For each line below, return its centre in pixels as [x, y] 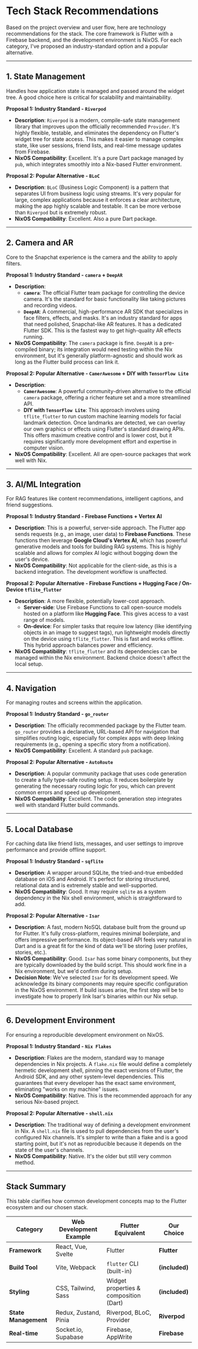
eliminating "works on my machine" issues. [67, 1089]
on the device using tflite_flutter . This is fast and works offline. [104, 639]
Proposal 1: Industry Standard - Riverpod [56, 108]
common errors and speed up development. [68, 792]
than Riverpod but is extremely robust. [61, 212]
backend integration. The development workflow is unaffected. [91, 572]
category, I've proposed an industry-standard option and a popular [87, 46]
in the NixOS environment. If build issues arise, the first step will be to [99, 990]
